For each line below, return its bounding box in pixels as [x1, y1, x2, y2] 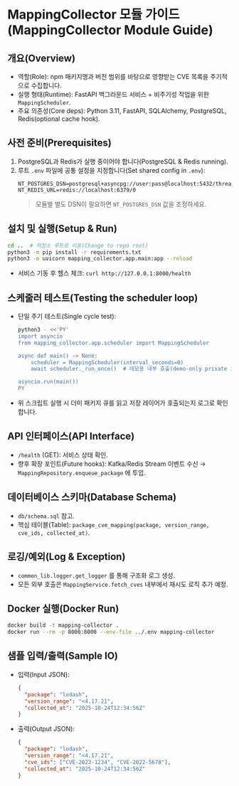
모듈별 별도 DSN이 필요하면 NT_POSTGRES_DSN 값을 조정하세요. [35, 200, 207, 208]
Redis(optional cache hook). [17, 115, 101, 123]
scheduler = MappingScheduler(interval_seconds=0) [31, 359, 184, 366]
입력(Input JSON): [17, 670, 70, 679]
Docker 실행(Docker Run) [7, 602, 119, 615]
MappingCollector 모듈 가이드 [7, 6, 180, 23]
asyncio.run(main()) [17, 378, 79, 386]
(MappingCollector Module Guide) [7, 22, 213, 38]
